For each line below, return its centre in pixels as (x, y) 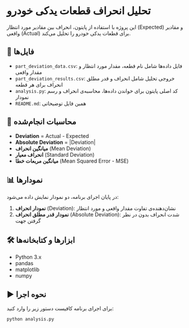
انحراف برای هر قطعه (39, 84)
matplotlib (27, 270)
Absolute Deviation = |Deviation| (55, 142)
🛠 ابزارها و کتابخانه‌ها (41, 240)
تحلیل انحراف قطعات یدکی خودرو (79, 11)
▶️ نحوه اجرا (26, 294)
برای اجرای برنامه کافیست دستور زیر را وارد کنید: (60, 308)
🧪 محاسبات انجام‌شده (42, 122)
